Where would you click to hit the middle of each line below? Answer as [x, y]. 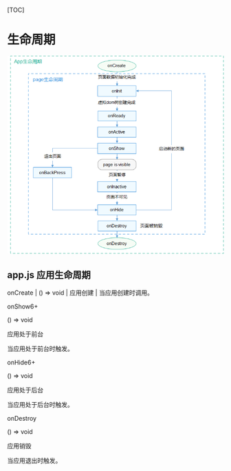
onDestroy [22, 418]
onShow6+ [23, 306]
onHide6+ [21, 362]
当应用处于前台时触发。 [40, 348]
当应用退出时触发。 [34, 460]
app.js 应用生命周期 [49, 275]
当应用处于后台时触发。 [40, 404]
